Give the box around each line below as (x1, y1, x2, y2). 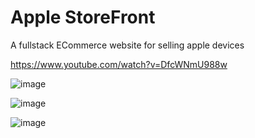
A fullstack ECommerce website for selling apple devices (10, 39, 245, 51)
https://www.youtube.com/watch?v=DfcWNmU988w (10, 58, 228, 70)
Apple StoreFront (10, 6, 156, 29)
